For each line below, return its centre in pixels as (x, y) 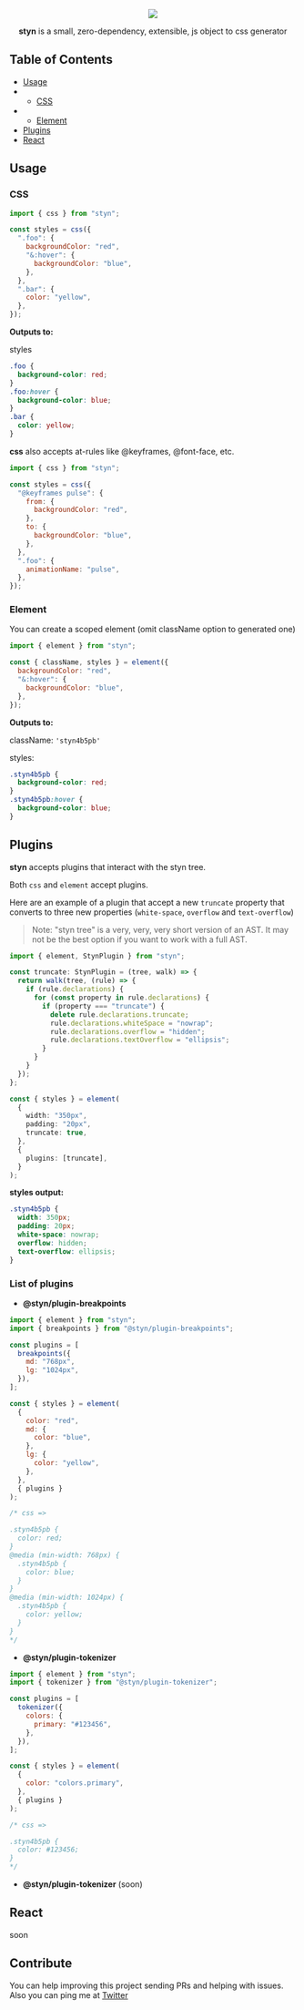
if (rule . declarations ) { (75, 990)
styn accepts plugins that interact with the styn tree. (108, 867)
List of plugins (42, 1283)
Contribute (41, 1964)
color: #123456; (48, 1850)
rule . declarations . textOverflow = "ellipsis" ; (140, 1040)
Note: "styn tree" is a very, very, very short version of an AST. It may (160, 929)
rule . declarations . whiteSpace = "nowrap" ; (132, 1023)
